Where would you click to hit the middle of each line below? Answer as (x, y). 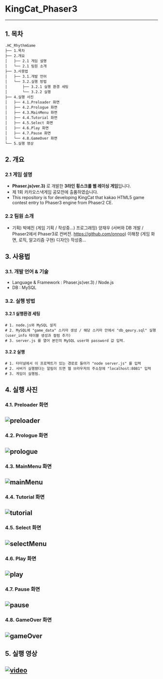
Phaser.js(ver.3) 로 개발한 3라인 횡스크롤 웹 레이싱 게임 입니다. (72, 186)
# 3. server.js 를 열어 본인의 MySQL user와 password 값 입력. (65, 341)
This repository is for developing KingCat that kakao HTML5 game (78, 198)
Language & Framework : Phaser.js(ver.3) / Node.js (63, 282)
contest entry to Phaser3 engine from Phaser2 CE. (62, 203)
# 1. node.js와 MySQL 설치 (31, 325)
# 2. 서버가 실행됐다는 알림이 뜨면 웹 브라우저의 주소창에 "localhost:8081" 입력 (78, 368)
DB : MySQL (24, 288)
